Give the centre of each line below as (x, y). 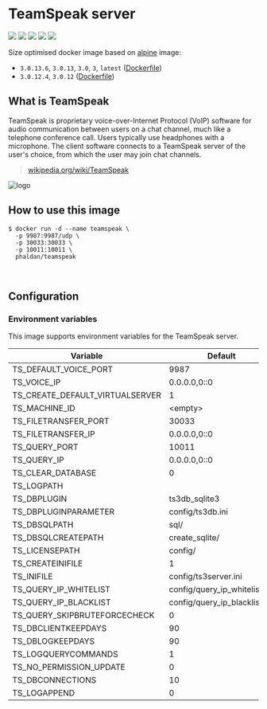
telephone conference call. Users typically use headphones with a (116, 137)
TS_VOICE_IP (37, 382)
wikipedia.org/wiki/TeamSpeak (78, 170)
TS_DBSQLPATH (43, 525)
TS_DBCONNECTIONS (54, 680)
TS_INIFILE (33, 577)
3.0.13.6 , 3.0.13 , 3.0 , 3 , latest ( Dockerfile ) (91, 68)
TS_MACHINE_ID (44, 409)
